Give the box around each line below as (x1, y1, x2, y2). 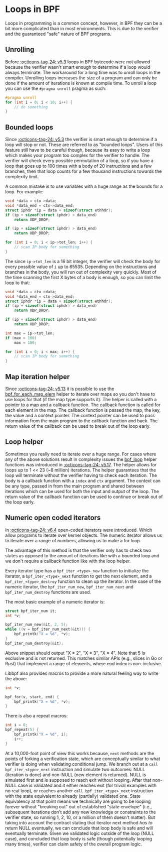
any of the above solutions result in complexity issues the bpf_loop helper (5, 456, 157, 462)
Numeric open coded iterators (5, 514, 101, 522)
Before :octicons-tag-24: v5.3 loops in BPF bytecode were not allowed (5, 59, 150, 65)
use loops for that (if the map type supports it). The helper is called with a (5, 397, 157, 402)
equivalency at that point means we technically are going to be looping (5, 798, 151, 804)
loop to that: (5, 280, 30, 286)
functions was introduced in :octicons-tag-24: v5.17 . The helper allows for (5, 461, 157, 467)
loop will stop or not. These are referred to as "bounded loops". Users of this (5, 142, 163, 148)
